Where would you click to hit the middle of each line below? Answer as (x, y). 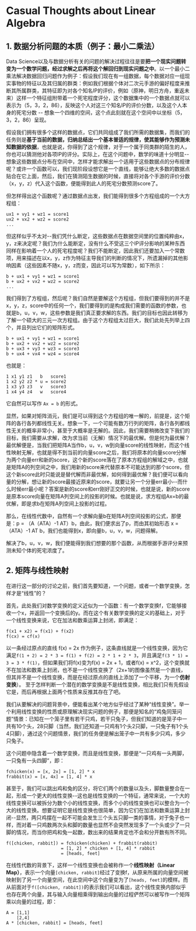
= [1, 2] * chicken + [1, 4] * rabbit (108, 848)
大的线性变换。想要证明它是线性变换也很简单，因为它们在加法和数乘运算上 (95, 810)
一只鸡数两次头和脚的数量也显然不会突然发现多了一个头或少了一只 (111, 825)
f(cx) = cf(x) (23, 636)
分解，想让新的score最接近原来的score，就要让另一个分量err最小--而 (99, 482)
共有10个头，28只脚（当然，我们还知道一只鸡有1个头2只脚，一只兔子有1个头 (97, 726)
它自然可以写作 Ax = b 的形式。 (43, 404)
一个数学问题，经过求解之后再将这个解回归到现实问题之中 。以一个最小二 (103, 69)
